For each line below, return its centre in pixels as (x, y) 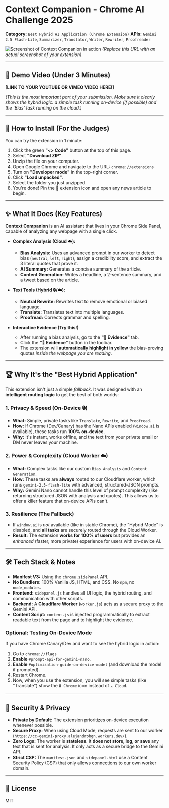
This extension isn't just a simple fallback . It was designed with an (74, 389)
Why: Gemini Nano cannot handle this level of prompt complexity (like (85, 490)
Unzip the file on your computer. (46, 161)
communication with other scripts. (48, 598)
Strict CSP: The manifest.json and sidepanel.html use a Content (80, 757)
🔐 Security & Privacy (38, 708)
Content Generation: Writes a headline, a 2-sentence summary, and (91, 275)
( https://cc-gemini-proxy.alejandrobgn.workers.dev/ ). (70, 736)
